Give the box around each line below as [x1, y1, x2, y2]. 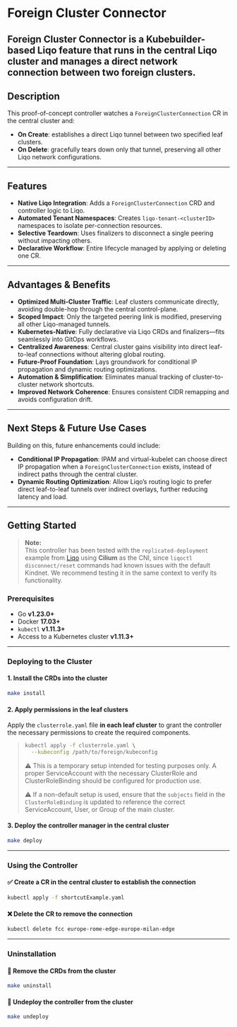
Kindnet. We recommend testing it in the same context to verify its [24, 568, 217, 577]
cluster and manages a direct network [7, 55, 178, 67]
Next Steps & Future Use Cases [7, 423, 147, 435]
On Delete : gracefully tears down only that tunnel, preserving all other [17, 145, 221, 154]
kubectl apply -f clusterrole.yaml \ [24, 742, 136, 750]
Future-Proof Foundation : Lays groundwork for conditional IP [17, 357, 197, 366]
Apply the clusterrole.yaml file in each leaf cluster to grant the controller [7, 721, 222, 730]
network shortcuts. [39, 380, 95, 389]
